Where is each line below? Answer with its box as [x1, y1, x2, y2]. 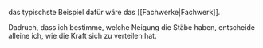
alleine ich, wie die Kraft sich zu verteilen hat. [8, 31, 157, 40]
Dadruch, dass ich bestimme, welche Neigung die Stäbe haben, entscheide [8, 23, 255, 31]
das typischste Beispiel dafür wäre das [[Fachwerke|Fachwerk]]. [8, 8, 221, 17]
